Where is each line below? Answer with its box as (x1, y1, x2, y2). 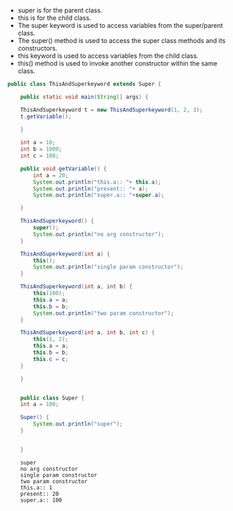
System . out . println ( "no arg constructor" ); (33, 231, 164, 238)
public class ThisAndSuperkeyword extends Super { (7, 81, 162, 88)
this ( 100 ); (33, 290, 66, 297)
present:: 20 (20, 490, 59, 497)
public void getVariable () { (20, 165, 107, 172)
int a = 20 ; (33, 171, 69, 179)
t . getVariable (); (20, 113, 72, 120)
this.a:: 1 (20, 484, 53, 491)
